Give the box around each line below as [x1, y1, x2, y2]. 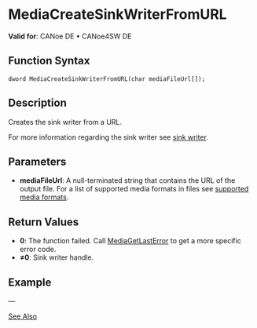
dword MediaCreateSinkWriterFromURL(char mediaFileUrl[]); [8, 75, 206, 83]
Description [8, 97, 67, 110]
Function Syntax [8, 54, 90, 67]
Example [8, 275, 52, 289]
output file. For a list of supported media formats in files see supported [19, 184, 249, 194]
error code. [19, 245, 57, 254]
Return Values [8, 215, 79, 228]
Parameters [8, 155, 67, 168]
